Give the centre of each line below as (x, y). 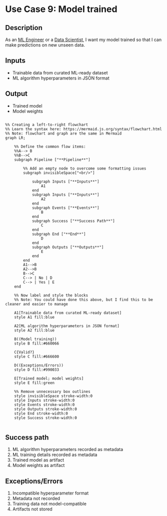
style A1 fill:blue (34, 317)
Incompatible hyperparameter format (50, 493)
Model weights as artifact (38, 465)
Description (24, 28)
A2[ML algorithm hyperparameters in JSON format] (67, 326)
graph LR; (15, 138)
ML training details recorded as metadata (55, 455)
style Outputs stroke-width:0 (46, 409)
